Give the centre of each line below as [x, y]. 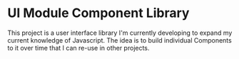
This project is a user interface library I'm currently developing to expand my [120, 33]
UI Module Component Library [98, 13]
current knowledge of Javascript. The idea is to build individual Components [119, 40]
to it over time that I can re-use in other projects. [78, 48]
